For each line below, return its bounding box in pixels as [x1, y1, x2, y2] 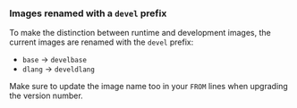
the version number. [9, 90, 83, 101]
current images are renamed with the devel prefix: [9, 37, 194, 47]
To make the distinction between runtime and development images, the [9, 28, 271, 38]
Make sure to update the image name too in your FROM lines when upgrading [9, 81, 288, 92]
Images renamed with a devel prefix [9, 7, 167, 20]
